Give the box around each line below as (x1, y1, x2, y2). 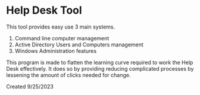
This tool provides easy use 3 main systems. (6, 23, 115, 30)
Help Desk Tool (6, 4, 82, 17)
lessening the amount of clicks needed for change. (6, 71, 131, 78)
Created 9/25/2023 (6, 83, 54, 90)
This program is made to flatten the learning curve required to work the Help (6, 59, 193, 66)
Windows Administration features (14, 47, 97, 54)
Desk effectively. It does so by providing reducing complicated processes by (6, 65, 194, 72)
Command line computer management (14, 34, 110, 42)
